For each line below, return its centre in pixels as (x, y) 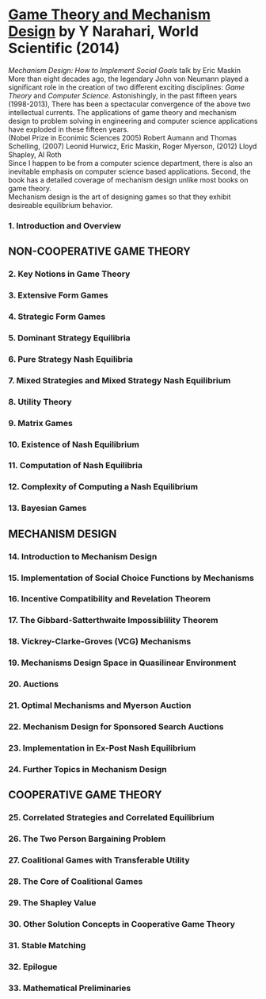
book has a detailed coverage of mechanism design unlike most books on (128, 179)
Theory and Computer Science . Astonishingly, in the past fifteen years (123, 95)
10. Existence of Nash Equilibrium (74, 444)
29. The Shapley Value (52, 902)
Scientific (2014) (64, 48)
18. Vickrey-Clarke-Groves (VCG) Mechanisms (100, 642)
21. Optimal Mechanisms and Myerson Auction (100, 705)
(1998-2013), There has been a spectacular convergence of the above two (129, 104)
